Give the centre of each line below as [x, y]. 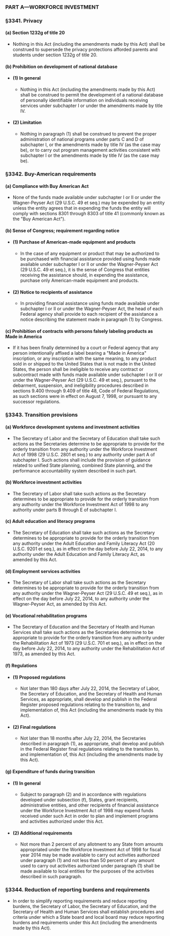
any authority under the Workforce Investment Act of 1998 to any [80, 504]
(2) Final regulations [34, 727]
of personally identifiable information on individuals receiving [84, 100]
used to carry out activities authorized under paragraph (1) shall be [90, 866]
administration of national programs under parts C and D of [82, 139]
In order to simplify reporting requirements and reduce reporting [80, 901]
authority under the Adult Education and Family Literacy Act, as [79, 554]
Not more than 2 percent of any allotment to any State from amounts [92, 844]
